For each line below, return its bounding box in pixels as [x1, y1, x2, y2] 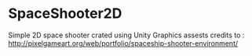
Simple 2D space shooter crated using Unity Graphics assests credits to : [8, 30, 245, 40]
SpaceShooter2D [8, 5, 122, 23]
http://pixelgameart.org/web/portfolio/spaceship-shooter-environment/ [8, 38, 239, 47]
